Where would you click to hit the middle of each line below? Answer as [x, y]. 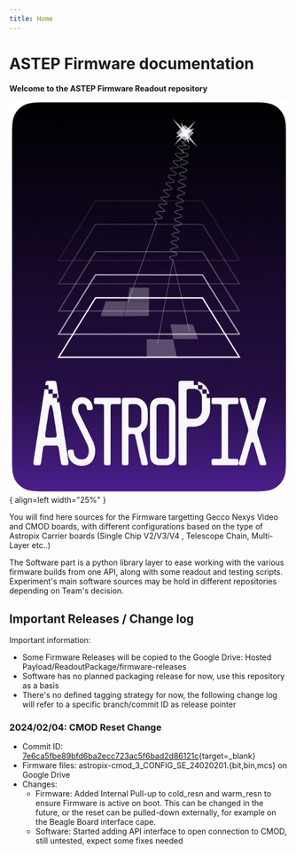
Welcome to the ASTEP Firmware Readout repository [109, 88]
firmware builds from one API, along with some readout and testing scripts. [146, 572]
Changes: [39, 784]
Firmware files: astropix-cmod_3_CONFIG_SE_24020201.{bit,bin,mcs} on [155, 765]
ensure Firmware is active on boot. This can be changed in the [149, 804]
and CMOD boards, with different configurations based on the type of [136, 527]
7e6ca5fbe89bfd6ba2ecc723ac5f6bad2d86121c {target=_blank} [139, 756]
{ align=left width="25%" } [58, 500]
